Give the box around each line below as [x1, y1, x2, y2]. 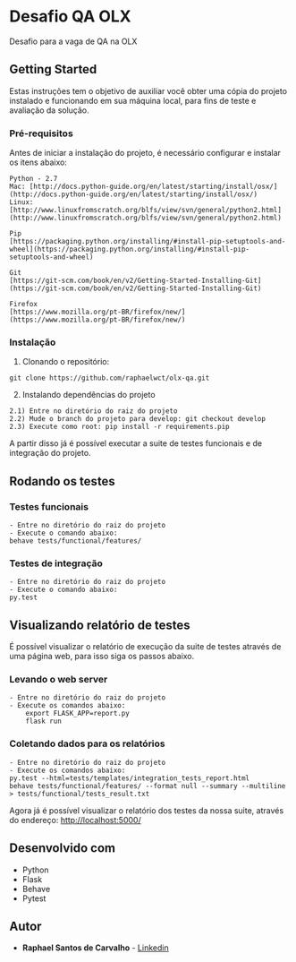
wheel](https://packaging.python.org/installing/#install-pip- [9, 245, 250, 254]
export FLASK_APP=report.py [25, 709, 130, 718]
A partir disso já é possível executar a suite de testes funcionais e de [9, 438, 262, 449]
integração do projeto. [9, 448, 91, 459]
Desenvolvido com [9, 840, 116, 856]
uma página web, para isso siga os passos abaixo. [9, 651, 195, 662]
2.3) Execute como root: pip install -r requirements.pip [9, 423, 230, 432]
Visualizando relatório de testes [9, 617, 190, 632]
